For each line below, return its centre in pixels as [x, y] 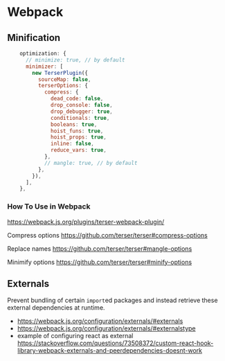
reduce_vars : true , [79, 150]
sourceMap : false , [64, 79]
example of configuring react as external [75, 336]
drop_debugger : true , [82, 112]
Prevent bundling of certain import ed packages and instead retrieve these [112, 300]
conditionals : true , [80, 118]
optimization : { [43, 53]
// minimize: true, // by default [75, 60]
